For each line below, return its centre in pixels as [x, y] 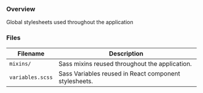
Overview [21, 9]
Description [126, 53]
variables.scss [31, 77]
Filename [31, 53]
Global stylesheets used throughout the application [70, 22]
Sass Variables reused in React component [119, 73]
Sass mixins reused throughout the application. [125, 63]
